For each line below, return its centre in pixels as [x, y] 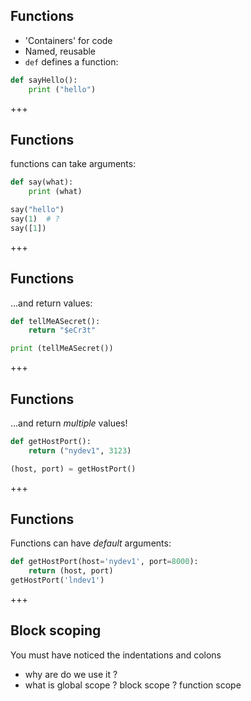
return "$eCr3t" [62, 330]
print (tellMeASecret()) [62, 349]
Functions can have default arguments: [91, 543]
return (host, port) [71, 571]
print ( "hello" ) [62, 89]
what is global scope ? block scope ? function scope [133, 685]
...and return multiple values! [69, 423]
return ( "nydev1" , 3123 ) [80, 450]
